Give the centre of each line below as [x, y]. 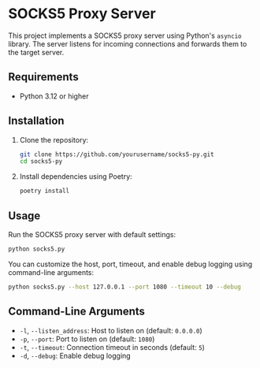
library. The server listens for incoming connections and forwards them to [128, 43]
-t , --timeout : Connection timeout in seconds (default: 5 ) [112, 347]
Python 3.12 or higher [54, 96]
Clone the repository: [54, 139]
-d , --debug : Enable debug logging [75, 355]
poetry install [45, 191]
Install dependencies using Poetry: [76, 177]
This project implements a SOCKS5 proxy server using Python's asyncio [125, 35]
